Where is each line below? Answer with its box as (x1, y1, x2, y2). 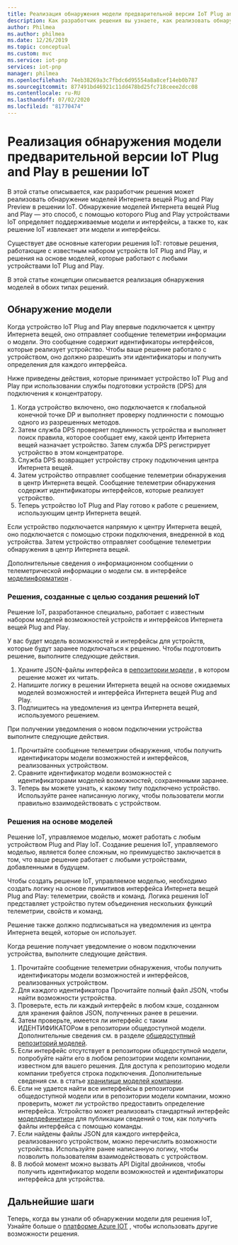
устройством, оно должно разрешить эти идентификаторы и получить (7, 353, 222, 361)
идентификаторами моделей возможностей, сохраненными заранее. (17, 776, 229, 784)
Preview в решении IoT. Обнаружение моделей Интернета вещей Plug (7, 202, 220, 210)
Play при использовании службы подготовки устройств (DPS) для (7, 381, 207, 390)
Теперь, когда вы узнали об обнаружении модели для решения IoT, (7, 1214, 212, 1223)
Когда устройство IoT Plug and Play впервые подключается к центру (7, 322, 215, 331)
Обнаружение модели (7, 304, 112, 316)
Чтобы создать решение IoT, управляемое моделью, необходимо (7, 877, 208, 885)
